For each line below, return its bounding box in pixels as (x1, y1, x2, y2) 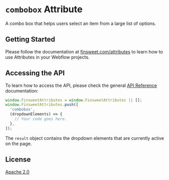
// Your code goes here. (14, 116, 67, 122)
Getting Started (5, 35, 55, 44)
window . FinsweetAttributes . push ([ (5, 102, 79, 107)
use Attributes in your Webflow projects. (5, 54, 90, 60)
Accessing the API (5, 69, 65, 77)
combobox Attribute (5, 4, 83, 15)
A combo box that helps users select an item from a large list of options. (5, 20, 156, 26)
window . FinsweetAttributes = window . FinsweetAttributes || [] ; (5, 98, 143, 103)
